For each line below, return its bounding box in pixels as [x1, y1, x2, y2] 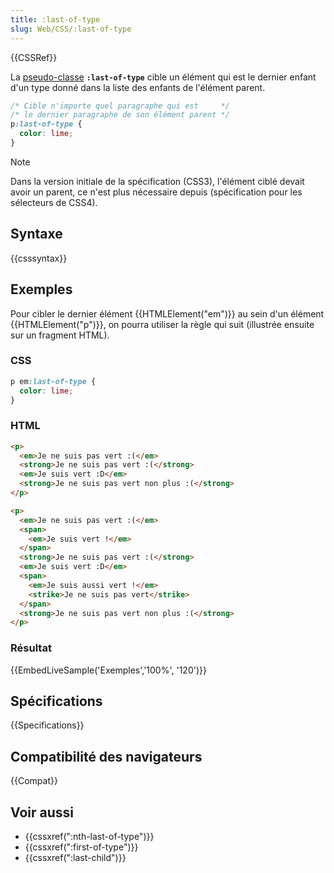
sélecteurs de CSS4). [10, 196, 98, 208]
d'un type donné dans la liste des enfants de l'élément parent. [10, 81, 266, 93]
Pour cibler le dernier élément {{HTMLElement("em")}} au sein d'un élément [10, 307, 325, 320]
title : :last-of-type [10, 14, 101, 25]
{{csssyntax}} [10, 252, 68, 264]
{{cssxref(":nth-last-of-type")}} [24, 831, 155, 843]
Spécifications [10, 693, 103, 710]
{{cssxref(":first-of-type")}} [24, 841, 139, 853]
